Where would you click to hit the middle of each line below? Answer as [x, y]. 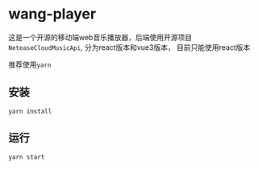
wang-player [52, 14]
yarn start [27, 157]
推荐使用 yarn [30, 64]
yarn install [30, 111]
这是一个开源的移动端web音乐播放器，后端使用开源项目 [100, 37]
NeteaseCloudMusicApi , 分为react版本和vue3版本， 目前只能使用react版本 [129, 47]
